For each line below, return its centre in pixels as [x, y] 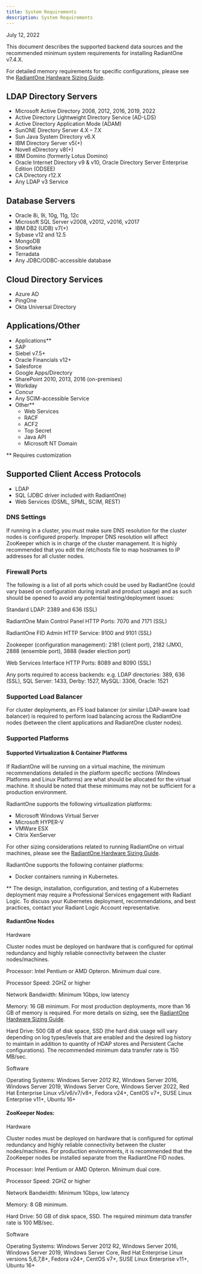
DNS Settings [26, 517]
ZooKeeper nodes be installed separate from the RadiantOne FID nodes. [96, 1157]
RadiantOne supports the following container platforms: [75, 865]
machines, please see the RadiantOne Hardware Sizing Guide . [83, 853]
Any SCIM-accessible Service [52, 398]
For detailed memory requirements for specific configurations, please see [98, 71]
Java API [35, 437]
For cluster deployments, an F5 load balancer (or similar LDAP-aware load [98, 710]
